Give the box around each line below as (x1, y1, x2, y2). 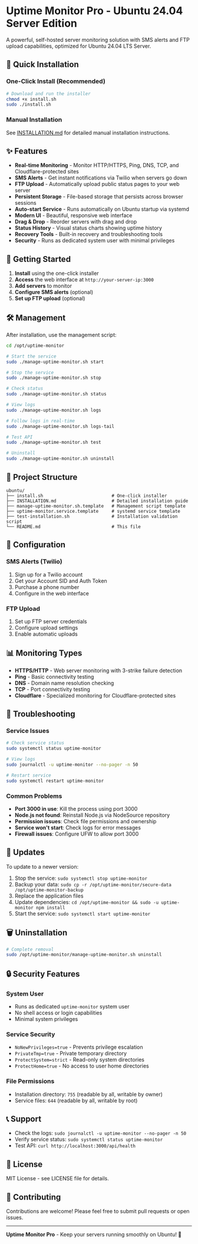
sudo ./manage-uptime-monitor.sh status (6, 391, 107, 397)
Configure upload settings (14, 624, 78, 631)
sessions (14, 199, 37, 207)
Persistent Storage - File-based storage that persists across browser (14, 193, 184, 200)
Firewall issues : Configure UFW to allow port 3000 (14, 830, 139, 837)
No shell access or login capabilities (14, 1009, 103, 1016)
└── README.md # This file (6, 523, 141, 529)
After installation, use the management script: (6, 331, 117, 338)
